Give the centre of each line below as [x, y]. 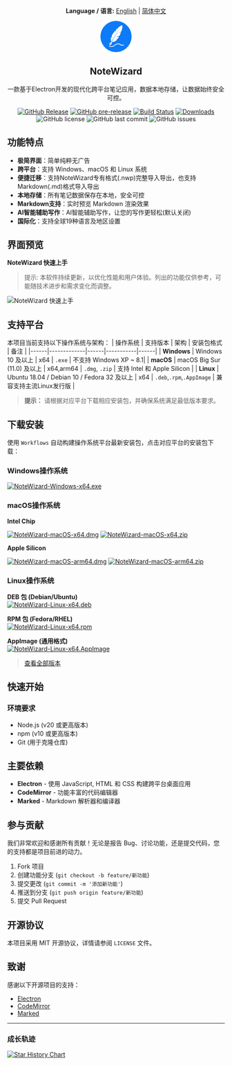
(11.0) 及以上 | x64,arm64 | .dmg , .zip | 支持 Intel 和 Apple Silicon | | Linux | [113, 369]
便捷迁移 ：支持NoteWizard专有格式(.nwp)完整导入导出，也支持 [107, 177]
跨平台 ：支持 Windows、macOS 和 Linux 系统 [82, 169]
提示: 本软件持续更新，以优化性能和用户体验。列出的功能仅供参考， [119, 277]
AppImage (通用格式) [37, 641]
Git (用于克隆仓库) [42, 742]
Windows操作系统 [38, 471]
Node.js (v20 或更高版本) [52, 725]
